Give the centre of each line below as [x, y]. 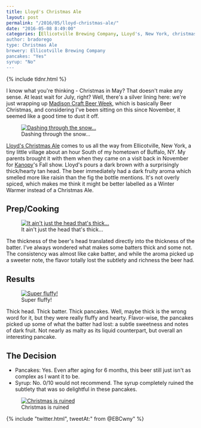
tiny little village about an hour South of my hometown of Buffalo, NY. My [96, 152]
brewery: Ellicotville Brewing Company [56, 51]
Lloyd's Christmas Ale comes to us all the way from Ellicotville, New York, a [99, 145]
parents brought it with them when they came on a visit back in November [97, 158]
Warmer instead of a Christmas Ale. [50, 190]
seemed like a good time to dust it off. [53, 116]
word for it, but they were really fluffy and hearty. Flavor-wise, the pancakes [100, 318]
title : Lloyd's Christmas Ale [44, 12]
